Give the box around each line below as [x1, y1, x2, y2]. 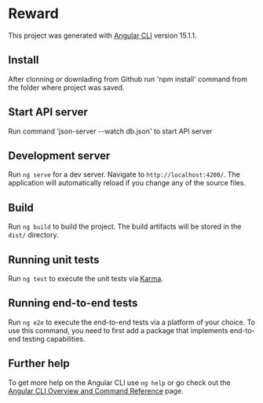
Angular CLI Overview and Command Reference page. [8, 386, 184, 395]
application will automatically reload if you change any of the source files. [8, 178, 246, 188]
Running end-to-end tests [8, 296, 138, 310]
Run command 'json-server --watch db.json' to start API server [8, 126, 213, 136]
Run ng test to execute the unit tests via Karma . [8, 274, 163, 283]
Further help [8, 357, 71, 370]
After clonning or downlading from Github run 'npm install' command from [8, 74, 247, 83]
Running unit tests [8, 253, 100, 266]
